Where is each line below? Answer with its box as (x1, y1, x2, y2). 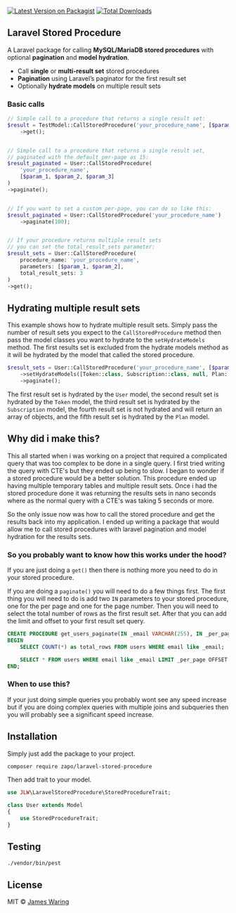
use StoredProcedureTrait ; (20, 815, 99, 822)
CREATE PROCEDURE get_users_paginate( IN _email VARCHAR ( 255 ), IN (7, 630, 202, 637)
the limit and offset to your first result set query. (7, 617, 145, 626)
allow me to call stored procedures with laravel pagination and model (7, 524, 207, 533)
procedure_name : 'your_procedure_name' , (20, 257, 140, 264)
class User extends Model (7, 802, 83, 809)
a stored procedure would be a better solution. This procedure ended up (7, 474, 217, 482)
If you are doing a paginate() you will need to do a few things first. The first (7, 587, 226, 595)
